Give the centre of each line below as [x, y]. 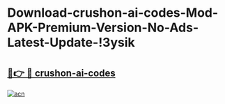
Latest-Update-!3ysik [71, 43]
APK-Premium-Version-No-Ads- [103, 28]
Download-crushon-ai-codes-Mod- [113, 13]
